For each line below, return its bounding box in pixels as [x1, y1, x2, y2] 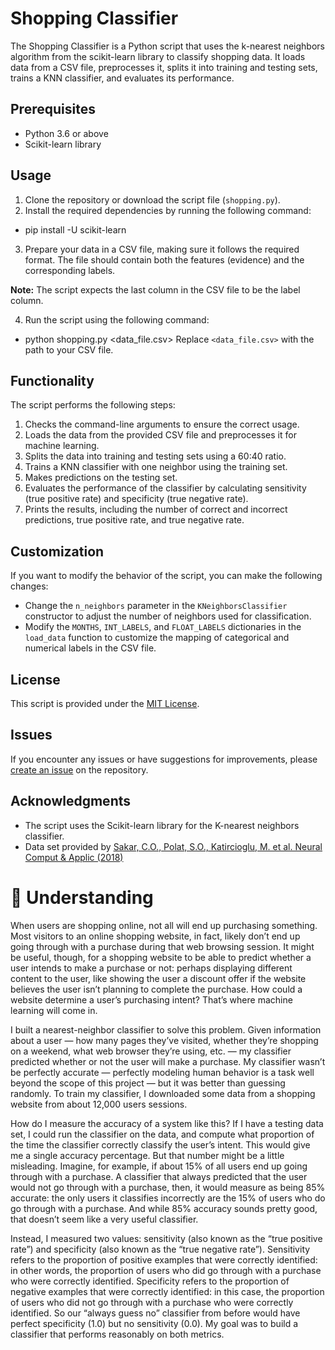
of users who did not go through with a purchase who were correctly [10, 1296, 294, 1308]
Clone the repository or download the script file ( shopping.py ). [24, 193, 281, 206]
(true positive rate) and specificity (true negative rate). [24, 493, 249, 505]
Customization [10, 543, 105, 560]
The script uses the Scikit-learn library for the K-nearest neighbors [24, 819, 300, 831]
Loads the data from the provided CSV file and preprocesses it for [24, 429, 297, 441]
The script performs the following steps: [10, 399, 176, 411]
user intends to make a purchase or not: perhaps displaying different [10, 962, 293, 974]
